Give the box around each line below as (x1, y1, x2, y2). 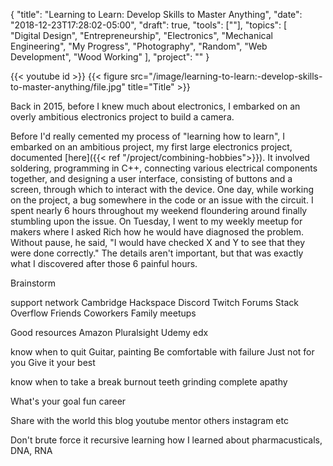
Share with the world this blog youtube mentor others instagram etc (10, 415, 289, 426)
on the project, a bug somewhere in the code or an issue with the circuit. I (10, 194, 314, 206)
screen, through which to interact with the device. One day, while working (10, 184, 315, 195)
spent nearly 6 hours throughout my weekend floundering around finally (10, 205, 308, 216)
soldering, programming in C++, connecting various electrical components (10, 162, 318, 174)
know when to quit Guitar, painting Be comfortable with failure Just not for (10, 346, 315, 358)
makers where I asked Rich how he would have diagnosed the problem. (10, 226, 305, 238)
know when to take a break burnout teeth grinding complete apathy (10, 376, 288, 388)
